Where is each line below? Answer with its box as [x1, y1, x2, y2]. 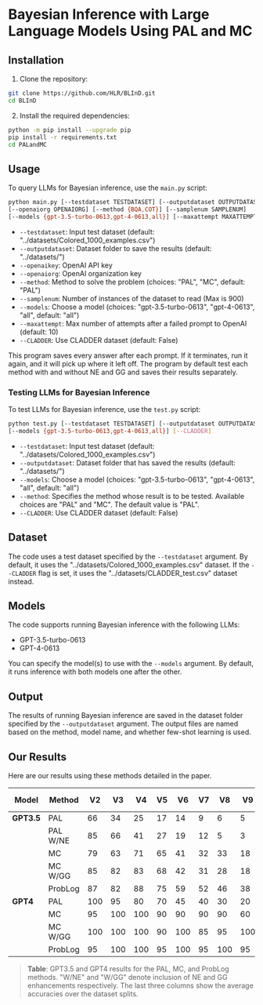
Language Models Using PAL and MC [8, 22, 253, 40]
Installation [8, 53, 64, 67]
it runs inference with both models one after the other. [8, 667, 182, 676]
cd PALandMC [8, 140, 47, 148]
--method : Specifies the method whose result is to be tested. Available [19, 491, 245, 501]
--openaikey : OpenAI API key [19, 260, 113, 270]
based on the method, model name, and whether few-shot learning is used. [8, 727, 252, 737]
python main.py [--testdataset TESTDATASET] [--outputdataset [8, 198, 215, 206]
